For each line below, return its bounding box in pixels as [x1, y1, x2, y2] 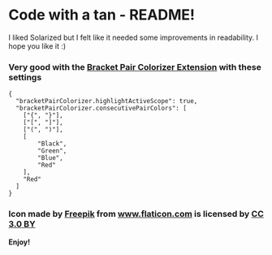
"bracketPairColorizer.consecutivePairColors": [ [15, 104, 187, 113]
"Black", [37, 140, 67, 148]
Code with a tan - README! [8, 6, 196, 24]
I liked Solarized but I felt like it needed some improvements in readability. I [8, 32, 258, 42]
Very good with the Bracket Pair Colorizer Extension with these [8, 61, 261, 72]
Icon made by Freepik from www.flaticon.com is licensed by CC [8, 209, 264, 220]
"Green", [37, 147, 67, 155]
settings [8, 71, 42, 83]
